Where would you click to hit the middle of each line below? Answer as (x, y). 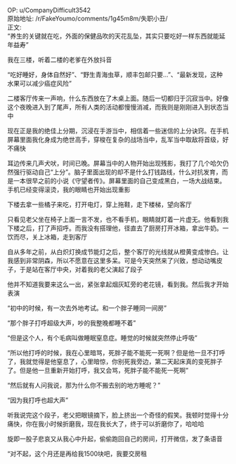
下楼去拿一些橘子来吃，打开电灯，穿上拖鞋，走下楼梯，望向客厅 (99, 204)
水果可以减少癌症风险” (40, 83)
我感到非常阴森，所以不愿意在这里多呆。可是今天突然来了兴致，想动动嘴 (112, 260)
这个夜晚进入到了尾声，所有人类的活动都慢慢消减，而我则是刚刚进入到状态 (115, 107)
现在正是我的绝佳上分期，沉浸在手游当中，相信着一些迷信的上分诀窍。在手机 (118, 131)
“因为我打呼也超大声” (38, 400)
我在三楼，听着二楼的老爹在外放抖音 (60, 60)
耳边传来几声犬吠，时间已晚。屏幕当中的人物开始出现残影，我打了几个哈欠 (115, 163)
